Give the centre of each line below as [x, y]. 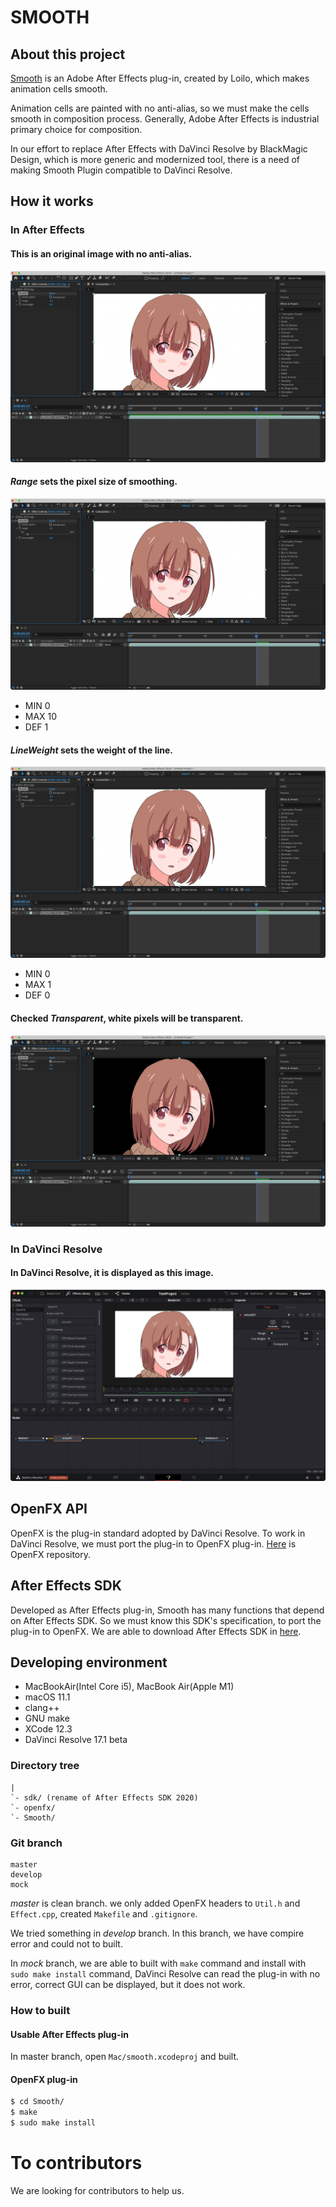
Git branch [36, 1843]
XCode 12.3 [48, 1729]
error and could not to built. [66, 1943]
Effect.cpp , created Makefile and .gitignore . [104, 1913]
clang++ [42, 1708]
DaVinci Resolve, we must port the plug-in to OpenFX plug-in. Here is [153, 1543]
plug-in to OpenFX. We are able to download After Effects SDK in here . [156, 1631]
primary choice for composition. [76, 129]
